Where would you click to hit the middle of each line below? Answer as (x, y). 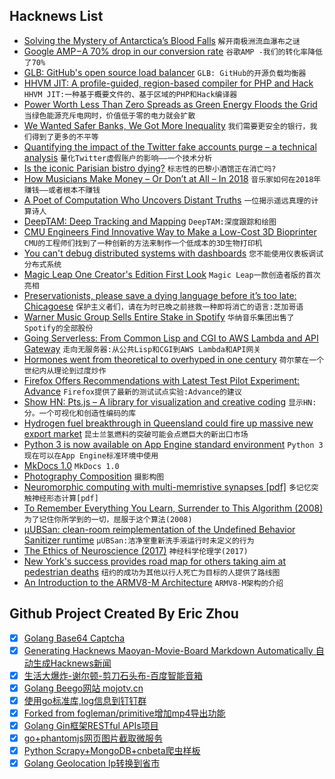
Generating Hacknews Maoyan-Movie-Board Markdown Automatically (168, 650)
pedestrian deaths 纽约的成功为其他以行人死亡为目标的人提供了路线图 (152, 571)
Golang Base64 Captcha (74, 638)
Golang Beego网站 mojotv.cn (83, 688)
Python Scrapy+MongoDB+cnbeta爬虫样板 (112, 751)
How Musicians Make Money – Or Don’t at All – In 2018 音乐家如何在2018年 (172, 178)
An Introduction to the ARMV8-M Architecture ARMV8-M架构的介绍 (153, 582)
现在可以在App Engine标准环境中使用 (91, 455)
